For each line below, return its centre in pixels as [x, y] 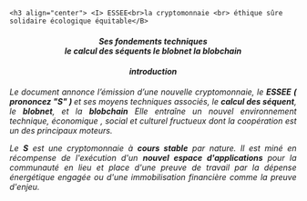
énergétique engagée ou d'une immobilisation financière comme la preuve [153, 176]
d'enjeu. [25, 186]
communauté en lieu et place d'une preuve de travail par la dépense [153, 167]
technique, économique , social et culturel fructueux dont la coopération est [153, 121]
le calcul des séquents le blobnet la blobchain [153, 51]
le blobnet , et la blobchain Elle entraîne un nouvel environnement [153, 111]
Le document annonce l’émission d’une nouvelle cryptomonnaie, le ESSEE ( [153, 92]
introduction [153, 72]
